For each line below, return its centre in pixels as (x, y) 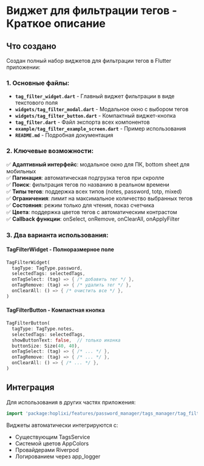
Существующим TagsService (53, 437)
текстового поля (36, 103)
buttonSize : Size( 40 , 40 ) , (46, 346)
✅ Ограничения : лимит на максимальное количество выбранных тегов (100, 198)
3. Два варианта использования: (57, 235)
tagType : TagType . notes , (43, 329)
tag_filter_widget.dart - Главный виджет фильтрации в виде (95, 96)
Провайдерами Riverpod (47, 450)
